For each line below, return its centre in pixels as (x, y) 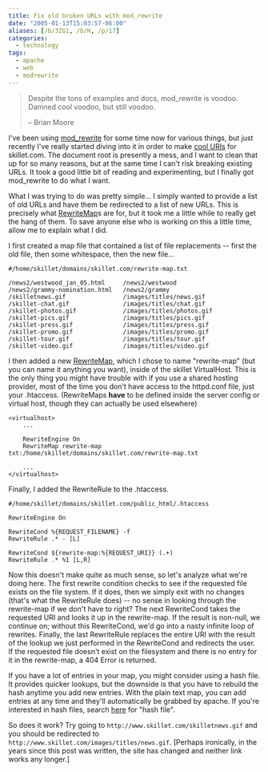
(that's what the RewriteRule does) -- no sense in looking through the (122, 600)
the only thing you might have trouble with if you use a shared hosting (123, 378)
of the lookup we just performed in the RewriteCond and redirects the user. (132, 643)
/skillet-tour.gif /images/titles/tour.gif (107, 339)
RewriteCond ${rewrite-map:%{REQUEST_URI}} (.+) (91, 553)
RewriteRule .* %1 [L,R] (50, 560)
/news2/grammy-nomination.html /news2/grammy (89, 289)
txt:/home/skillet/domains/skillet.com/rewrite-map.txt (103, 453)
